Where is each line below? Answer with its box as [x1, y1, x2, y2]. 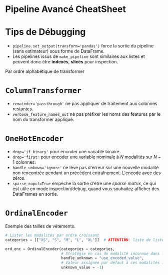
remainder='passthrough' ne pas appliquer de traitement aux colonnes [12, 101, 157, 107]
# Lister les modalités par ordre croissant [5, 233, 99, 238]
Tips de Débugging [5, 26, 86, 38]
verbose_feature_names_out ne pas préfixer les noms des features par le [12, 111, 161, 117]
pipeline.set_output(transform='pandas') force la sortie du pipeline [12, 43, 154, 49]
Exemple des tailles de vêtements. [5, 223, 76, 229]
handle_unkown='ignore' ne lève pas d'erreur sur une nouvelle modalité [12, 165, 159, 170]
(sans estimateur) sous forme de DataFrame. [12, 48, 105, 54]
